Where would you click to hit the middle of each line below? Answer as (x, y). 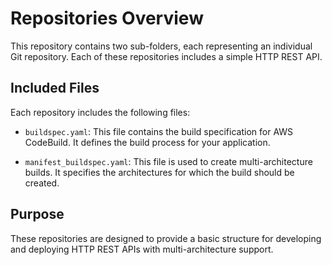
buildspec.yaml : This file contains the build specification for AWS (159, 131)
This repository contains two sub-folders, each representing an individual (161, 46)
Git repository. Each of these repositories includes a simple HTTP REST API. (166, 56)
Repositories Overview (107, 18)
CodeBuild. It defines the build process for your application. (147, 142)
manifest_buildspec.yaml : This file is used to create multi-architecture (168, 161)
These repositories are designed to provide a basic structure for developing (166, 238)
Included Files (55, 88)
